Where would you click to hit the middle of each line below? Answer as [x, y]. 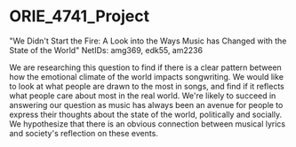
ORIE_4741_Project [79, 16]
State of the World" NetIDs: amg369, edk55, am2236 [106, 50]
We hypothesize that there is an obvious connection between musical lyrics [148, 124]
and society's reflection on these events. [84, 133]
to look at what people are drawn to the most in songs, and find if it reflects [147, 86]
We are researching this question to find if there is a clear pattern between [145, 67]
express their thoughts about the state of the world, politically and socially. [146, 114]
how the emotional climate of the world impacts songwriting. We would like [147, 76]
